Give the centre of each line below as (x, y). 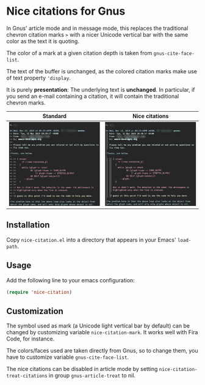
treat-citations (27, 376)
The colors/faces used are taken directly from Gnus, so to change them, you (102, 351)
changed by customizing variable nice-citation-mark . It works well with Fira (102, 332)
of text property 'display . (39, 78)
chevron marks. (26, 103)
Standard (55, 116)
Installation (28, 225)
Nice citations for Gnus (66, 11)
